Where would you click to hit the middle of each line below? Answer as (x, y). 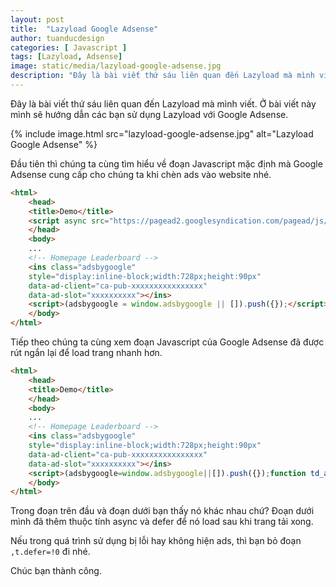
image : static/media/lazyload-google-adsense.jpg (116, 66)
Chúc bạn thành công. (56, 571)
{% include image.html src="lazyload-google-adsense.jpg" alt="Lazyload (162, 133)
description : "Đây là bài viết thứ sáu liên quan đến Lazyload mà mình (162, 76)
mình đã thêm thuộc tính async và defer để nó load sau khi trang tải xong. (162, 522)
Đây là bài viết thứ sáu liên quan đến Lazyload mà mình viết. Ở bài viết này (163, 103)
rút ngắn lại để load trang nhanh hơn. (86, 352)
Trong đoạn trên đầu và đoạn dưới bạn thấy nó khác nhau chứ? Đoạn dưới (162, 511)
